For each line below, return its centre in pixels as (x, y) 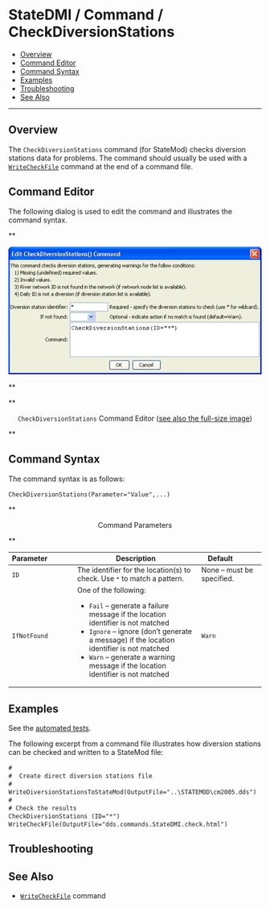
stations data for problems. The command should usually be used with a (128, 158)
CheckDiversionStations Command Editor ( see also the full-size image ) (135, 418)
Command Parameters (135, 524)
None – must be (227, 570)
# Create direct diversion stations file (80, 776)
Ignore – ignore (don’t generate (141, 631)
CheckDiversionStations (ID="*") (64, 817)
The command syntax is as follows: (67, 479)
